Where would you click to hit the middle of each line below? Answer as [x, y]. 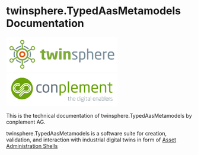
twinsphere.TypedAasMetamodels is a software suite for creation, [87, 134]
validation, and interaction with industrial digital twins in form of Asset [91, 140]
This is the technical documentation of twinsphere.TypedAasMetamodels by [99, 116]
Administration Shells [32, 146]
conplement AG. [26, 122]
